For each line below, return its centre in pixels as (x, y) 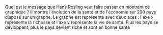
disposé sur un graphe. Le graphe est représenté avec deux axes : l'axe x (79, 17)
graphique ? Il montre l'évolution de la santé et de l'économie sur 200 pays (81, 12)
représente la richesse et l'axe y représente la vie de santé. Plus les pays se (82, 22)
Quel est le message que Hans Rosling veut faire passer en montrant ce (78, 7)
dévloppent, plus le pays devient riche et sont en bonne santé (68, 27)
